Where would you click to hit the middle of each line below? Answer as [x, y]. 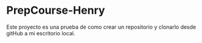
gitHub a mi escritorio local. [41, 33]
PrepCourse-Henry [56, 10]
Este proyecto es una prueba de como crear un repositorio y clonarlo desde [101, 27]
